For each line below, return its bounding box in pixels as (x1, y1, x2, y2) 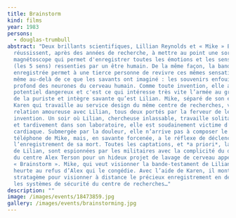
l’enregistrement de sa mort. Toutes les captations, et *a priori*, (13, 141, 221, 148)
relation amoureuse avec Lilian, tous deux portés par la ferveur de (13, 108, 221, 115)
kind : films (7, 17, 42, 24)
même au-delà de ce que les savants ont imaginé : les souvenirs (13, 75, 209, 83)
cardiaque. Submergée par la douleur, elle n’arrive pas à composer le (13, 128, 228, 135)
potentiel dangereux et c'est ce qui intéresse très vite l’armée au (13, 89, 221, 96)
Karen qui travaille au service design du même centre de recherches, (13, 102, 225, 109)
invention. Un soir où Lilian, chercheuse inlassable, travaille (13, 115, 209, 122)
